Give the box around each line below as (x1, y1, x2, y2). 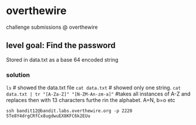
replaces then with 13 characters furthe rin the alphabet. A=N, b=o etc (6, 97, 175, 104)
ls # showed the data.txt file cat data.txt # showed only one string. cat (6, 84, 181, 92)
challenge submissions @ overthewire (6, 23, 98, 31)
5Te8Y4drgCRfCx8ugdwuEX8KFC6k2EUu (6, 113, 91, 119)
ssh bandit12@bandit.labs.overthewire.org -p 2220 (6, 108, 133, 114)
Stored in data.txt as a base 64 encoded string (6, 56, 119, 63)
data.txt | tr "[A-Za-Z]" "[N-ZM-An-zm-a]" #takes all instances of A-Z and (6, 90, 191, 97)
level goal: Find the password (6, 40, 116, 50)
